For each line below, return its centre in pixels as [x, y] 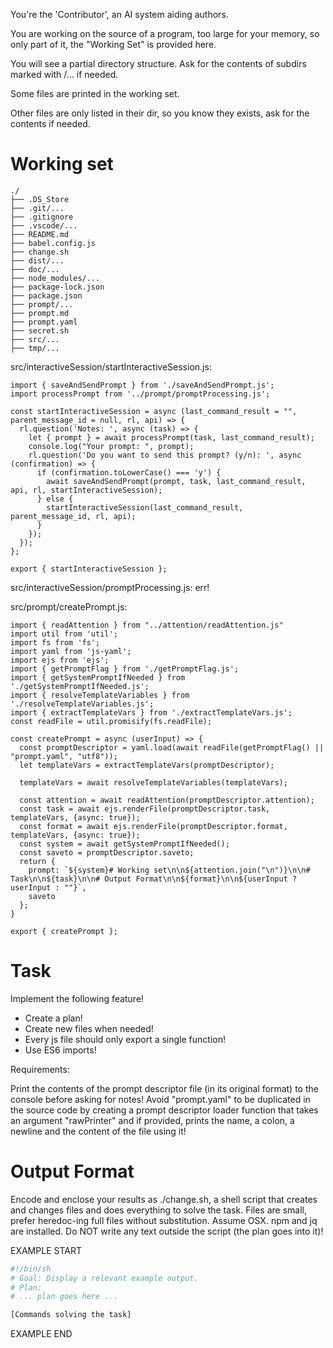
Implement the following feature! [77, 998]
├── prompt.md [40, 313]
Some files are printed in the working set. [95, 93]
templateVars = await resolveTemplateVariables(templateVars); [153, 782]
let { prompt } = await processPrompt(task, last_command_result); [171, 437]
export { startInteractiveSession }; [89, 569]
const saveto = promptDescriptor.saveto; [107, 852]
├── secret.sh [40, 330]
